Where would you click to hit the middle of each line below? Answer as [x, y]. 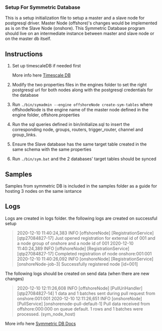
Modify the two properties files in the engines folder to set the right [79, 85]
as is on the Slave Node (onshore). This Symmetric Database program [75, 28]
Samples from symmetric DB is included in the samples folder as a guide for [81, 186]
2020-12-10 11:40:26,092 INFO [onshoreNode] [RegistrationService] [85, 259]
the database [25, 95]
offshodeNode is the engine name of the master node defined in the [80, 110]
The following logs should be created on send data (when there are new [77, 273]
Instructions [24, 54]
